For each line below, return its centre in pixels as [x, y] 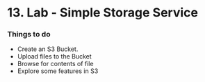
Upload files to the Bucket [54, 57]
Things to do [29, 34]
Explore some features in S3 [58, 71]
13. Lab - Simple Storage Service [102, 13]
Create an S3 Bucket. [48, 49]
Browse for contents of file [55, 64]
